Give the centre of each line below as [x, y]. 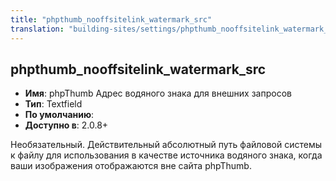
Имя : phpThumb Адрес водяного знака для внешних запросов [158, 93]
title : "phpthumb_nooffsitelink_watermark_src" [111, 19]
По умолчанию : [59, 115]
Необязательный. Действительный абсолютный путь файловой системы [166, 145]
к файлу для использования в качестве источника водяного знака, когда [166, 155]
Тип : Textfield [53, 104]
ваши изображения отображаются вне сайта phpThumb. [131, 166]
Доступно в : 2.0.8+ [66, 125]
